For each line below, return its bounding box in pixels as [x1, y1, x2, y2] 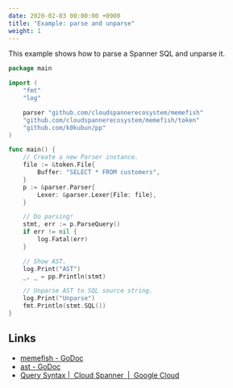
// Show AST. [23, 257, 67, 265]
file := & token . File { [23, 161, 95, 169]
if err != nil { [23, 227, 78, 236]
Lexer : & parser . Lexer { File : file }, [37, 190, 157, 198]
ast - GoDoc [19, 361, 61, 371]
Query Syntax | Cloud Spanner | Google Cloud [19, 370, 180, 380]
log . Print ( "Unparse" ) [23, 294, 95, 302]
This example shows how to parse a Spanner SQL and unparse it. [8, 49, 226, 59]
